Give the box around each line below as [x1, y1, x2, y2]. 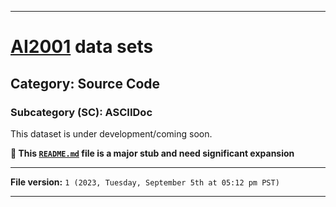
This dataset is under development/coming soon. [10, 127, 213, 140]
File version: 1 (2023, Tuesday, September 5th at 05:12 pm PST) [10, 176, 280, 188]
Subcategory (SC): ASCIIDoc [10, 105, 153, 119]
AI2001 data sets [10, 36, 154, 58]
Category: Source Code [10, 75, 161, 92]
